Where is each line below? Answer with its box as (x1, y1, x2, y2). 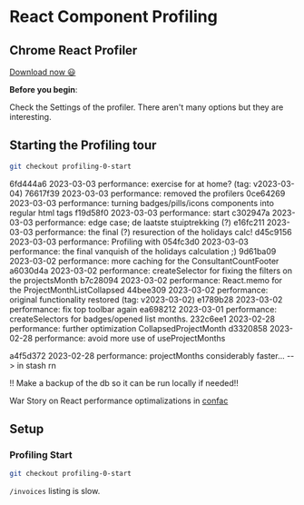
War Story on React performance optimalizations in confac (9, 395, 229, 406)
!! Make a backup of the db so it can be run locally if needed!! (9, 377, 239, 388)
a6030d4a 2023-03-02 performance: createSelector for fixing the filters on (9, 265, 293, 276)
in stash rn (16, 360, 57, 371)
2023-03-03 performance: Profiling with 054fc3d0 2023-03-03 (9, 236, 250, 247)
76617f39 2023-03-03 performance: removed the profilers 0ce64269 (24, 188, 286, 199)
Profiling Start (9, 449, 73, 460)
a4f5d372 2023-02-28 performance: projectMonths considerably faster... (9, 350, 285, 361)
